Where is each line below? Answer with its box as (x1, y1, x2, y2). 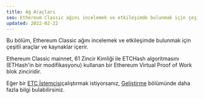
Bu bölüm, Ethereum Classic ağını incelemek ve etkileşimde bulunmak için (6, 37, 191, 44)
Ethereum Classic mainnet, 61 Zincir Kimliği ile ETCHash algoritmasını (6, 55, 180, 63)
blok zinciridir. (6, 68, 41, 75)
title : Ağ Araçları (6, 9, 56, 15)
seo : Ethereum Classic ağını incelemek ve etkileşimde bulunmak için (6, 15, 186, 21)
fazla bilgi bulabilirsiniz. (6, 86, 65, 94)
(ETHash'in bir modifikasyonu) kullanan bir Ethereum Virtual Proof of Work (6, 61, 192, 69)
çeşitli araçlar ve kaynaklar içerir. (6, 43, 89, 50)
